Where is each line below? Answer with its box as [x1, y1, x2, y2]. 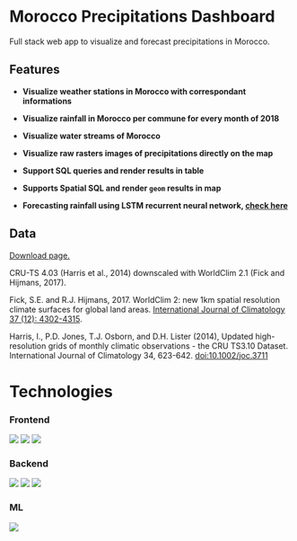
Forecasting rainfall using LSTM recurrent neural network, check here [22, 200, 289, 210]
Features [9, 62, 60, 77]
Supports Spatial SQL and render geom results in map [22, 182, 222, 193]
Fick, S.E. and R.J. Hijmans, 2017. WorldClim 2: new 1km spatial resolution [9, 294, 281, 305]
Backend [9, 457, 49, 469]
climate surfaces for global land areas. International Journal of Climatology [9, 304, 285, 315]
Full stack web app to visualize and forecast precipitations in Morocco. [9, 36, 271, 47]
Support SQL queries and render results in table [22, 164, 205, 176]
